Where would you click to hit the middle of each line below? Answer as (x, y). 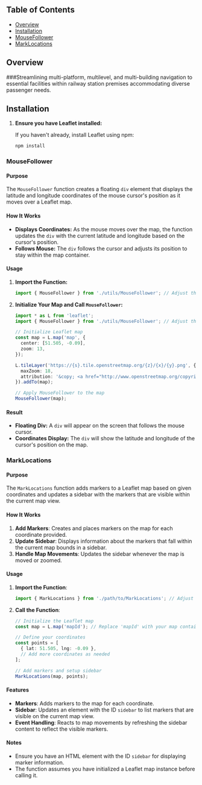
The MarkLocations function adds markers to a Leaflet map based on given (99, 488)
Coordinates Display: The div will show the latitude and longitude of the (105, 439)
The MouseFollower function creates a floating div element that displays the (99, 189)
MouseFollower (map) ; (41, 399)
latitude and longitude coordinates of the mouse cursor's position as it (93, 196)
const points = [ (37, 643)
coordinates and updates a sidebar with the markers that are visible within (98, 495)
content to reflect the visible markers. (62, 729)
